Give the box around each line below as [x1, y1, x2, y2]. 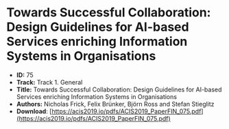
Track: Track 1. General [16, 78, 83, 86]
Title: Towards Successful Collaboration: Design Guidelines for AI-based [16, 85, 222, 94]
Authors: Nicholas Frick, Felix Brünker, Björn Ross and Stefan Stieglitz [16, 100, 215, 108]
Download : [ [16, 107, 52, 115]
